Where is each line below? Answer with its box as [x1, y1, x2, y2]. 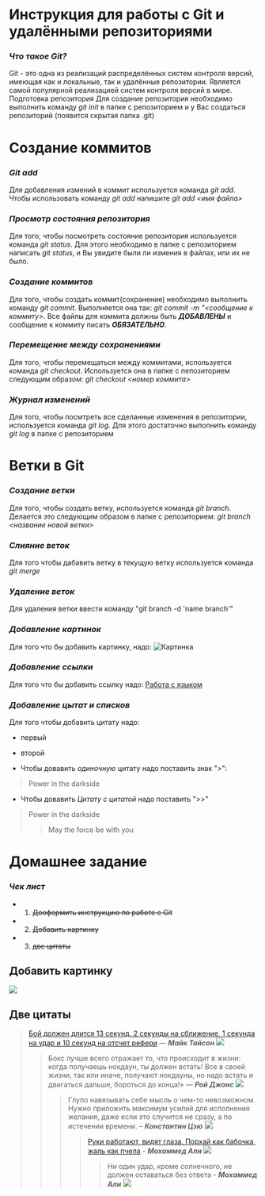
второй [20, 748, 45, 758]
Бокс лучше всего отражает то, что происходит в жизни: [47, 1053, 240, 1064]
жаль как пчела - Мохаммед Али [87, 1146, 203, 1156]
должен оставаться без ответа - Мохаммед [107, 1170, 258, 1179]
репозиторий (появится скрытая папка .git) [9, 111, 155, 121]
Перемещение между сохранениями [9, 339, 161, 351]
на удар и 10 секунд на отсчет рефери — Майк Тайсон [28, 1038, 215, 1048]
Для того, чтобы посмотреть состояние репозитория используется [9, 232, 237, 241]
